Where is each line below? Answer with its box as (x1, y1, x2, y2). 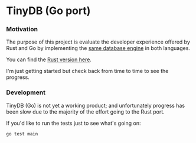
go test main (6, 131, 38, 137)
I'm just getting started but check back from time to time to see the (6, 68, 169, 75)
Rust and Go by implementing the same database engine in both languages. (6, 45, 191, 52)
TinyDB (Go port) (6, 4, 91, 18)
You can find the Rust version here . (6, 56, 92, 63)
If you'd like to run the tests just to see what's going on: (6, 119, 141, 127)
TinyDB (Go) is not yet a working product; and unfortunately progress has (6, 102, 185, 109)
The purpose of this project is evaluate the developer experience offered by (6, 38, 191, 45)
